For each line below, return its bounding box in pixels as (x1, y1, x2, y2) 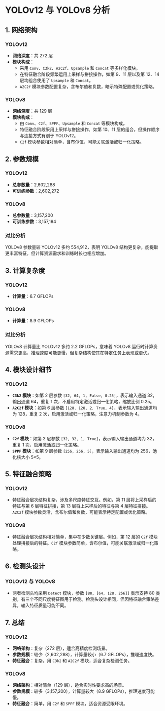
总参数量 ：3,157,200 (12, 212, 53, 218)
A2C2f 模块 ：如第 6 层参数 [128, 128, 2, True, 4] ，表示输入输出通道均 (12, 405, 157, 411)
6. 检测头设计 (5, 562, 45, 571)
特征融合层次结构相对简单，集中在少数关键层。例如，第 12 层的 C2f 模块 (12, 534, 158, 540)
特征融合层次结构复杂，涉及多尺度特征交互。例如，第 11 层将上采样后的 (12, 497, 157, 503)
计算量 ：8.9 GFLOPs (12, 318, 54, 324)
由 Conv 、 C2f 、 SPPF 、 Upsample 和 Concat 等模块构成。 (19, 121, 128, 126)
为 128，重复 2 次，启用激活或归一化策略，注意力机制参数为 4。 (12, 411, 142, 417)
